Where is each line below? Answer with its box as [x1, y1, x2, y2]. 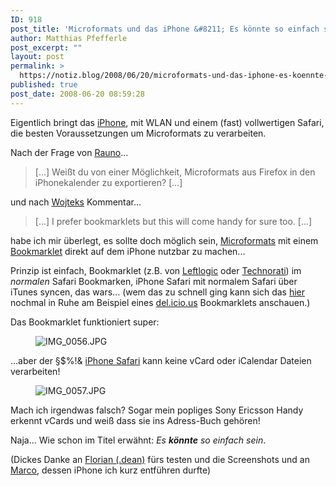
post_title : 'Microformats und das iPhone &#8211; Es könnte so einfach [10, 24, 320, 34]
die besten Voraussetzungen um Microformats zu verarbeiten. [10, 127, 267, 139]
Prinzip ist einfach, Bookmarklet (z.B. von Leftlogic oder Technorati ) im [10, 264, 302, 276]
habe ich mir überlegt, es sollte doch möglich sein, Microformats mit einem [10, 234, 319, 246]
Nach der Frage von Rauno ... [10, 146, 129, 158]
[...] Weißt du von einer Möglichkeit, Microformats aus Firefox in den [34, 166, 316, 178]
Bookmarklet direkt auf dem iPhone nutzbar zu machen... [10, 245, 246, 257]
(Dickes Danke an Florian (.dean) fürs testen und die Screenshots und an [10, 453, 310, 465]
